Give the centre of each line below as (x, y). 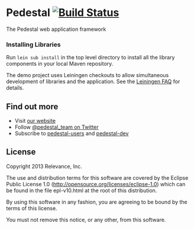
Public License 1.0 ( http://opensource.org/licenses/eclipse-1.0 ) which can (96, 184)
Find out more (32, 106)
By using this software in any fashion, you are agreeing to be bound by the (97, 202)
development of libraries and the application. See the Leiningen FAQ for (93, 82)
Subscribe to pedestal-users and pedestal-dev (72, 133)
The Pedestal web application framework (56, 29)
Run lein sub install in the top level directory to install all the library (90, 58)
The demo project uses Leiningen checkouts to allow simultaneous (88, 75)
